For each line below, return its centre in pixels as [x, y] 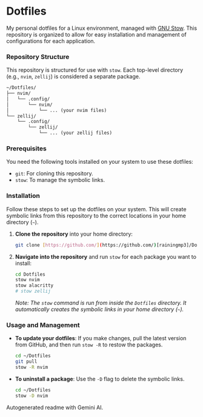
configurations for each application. [51, 41]
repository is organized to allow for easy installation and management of [96, 34]
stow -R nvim [32, 367]
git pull [26, 362]
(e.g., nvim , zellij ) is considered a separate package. [73, 77]
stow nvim [28, 280]
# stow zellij [33, 291]
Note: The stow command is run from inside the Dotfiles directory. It [101, 303]
